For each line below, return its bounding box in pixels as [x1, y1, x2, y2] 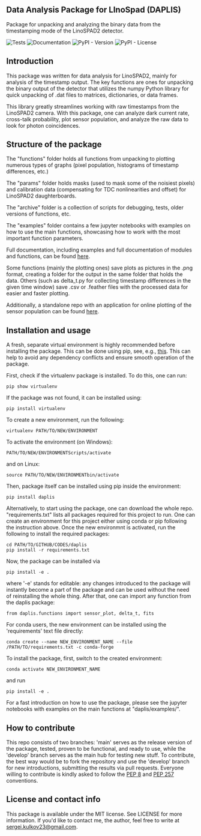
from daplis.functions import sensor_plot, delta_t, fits [6, 610, 154, 617]
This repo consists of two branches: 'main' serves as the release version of [6, 739, 192, 746]
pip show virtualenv [6, 383, 58, 389]
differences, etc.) [6, 168, 49, 175]
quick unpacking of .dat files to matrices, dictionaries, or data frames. [6, 91, 179, 98]
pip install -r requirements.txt [6, 547, 90, 553]
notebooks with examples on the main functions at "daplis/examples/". [6, 705, 181, 713]
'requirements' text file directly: [6, 627, 84, 635]
